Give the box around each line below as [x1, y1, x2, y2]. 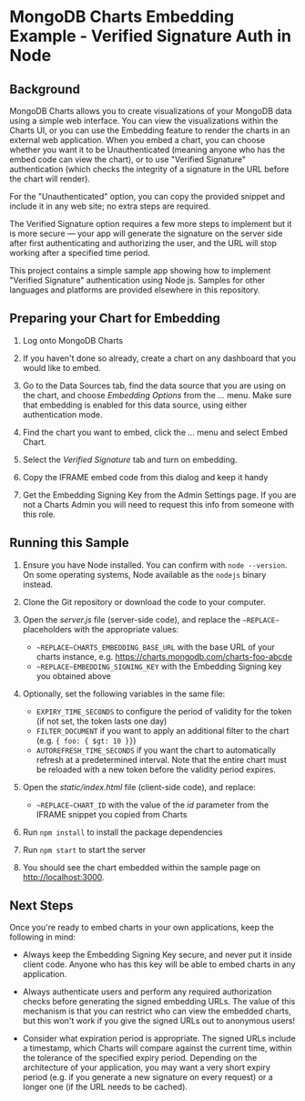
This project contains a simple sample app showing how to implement [9, 265, 271, 275]
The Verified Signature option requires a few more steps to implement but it [9, 219, 292, 229]
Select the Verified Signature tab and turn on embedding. [22, 454, 239, 465]
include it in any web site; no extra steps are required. [9, 201, 211, 211]
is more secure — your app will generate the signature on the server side [9, 228, 283, 239]
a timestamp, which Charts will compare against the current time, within [22, 1043, 292, 1054]
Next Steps [9, 898, 74, 913]
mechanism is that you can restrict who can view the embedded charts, [22, 1005, 291, 1017]
